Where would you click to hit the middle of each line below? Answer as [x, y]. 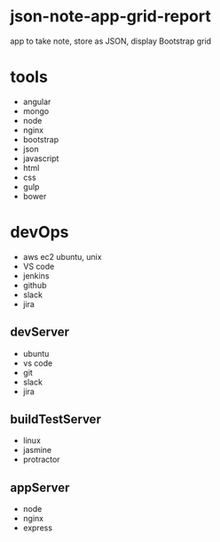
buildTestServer [55, 420]
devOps [39, 232]
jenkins [36, 275]
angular [37, 101]
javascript [41, 158]
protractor [41, 459]
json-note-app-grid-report [110, 16]
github [35, 285]
